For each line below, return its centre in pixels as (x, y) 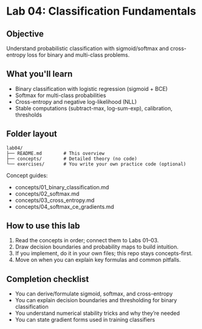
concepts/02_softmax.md (47, 193)
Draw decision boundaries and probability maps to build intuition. (97, 247)
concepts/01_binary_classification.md (62, 187)
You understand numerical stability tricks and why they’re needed (97, 313)
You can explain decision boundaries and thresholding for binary (96, 300)
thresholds (29, 115)
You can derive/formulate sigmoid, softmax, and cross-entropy (94, 294)
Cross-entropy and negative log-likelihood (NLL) (76, 101)
